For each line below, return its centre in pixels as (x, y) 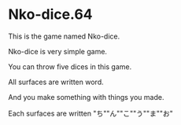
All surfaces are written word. (56, 82)
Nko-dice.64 (50, 15)
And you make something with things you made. (86, 97)
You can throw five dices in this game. (70, 66)
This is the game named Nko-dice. (64, 36)
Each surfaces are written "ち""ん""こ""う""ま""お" (90, 113)
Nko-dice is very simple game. (58, 51)
